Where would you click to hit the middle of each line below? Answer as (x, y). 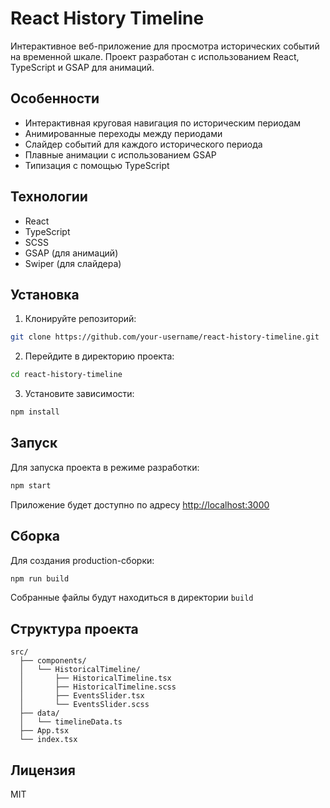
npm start (31, 485)
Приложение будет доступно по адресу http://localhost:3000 (140, 504)
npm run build (40, 578)
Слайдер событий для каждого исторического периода (143, 144)
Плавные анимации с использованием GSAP (120, 154)
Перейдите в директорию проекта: (99, 356)
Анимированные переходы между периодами (123, 133)
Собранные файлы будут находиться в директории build (132, 598)
